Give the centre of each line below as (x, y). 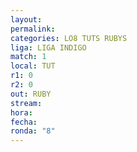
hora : (21, 112)
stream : (26, 103)
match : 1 (28, 57)
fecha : (24, 122)
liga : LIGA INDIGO (48, 47)
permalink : (33, 29)
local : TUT (33, 66)
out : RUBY (31, 94)
